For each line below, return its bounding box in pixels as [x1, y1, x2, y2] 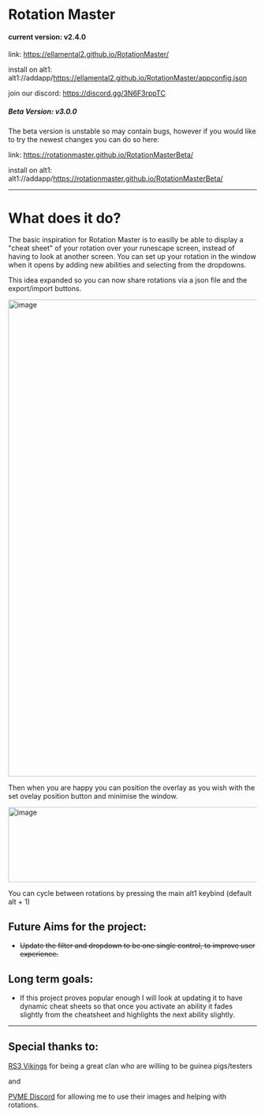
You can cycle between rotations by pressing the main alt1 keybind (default [8, 889, 252, 898]
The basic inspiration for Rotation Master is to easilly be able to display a [8, 235, 244, 245]
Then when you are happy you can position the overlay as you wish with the [8, 783, 256, 792]
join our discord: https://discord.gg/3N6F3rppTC [8, 88, 166, 98]
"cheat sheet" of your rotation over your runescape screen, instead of [8, 243, 235, 253]
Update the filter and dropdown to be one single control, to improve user [19, 941, 256, 950]
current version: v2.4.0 [8, 32, 87, 41]
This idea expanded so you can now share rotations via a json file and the [8, 275, 248, 285]
